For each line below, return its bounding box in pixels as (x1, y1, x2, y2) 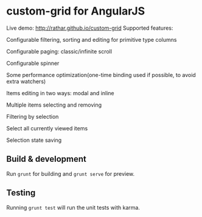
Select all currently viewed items (6, 124, 88, 132)
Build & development (6, 154, 86, 164)
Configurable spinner (6, 59, 60, 67)
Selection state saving (6, 136, 62, 144)
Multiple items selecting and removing (6, 101, 102, 109)
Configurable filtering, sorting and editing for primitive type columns (6, 36, 177, 43)
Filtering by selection (6, 113, 59, 120)
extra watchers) (6, 78, 46, 85)
